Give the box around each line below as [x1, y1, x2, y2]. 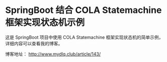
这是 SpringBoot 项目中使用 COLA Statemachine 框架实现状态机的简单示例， [5, 34, 163, 40]
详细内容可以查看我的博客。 [5, 40, 63, 46]
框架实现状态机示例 [5, 17, 85, 28]
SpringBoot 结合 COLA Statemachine [5, 4, 162, 16]
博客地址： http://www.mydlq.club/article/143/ [5, 51, 101, 57]
